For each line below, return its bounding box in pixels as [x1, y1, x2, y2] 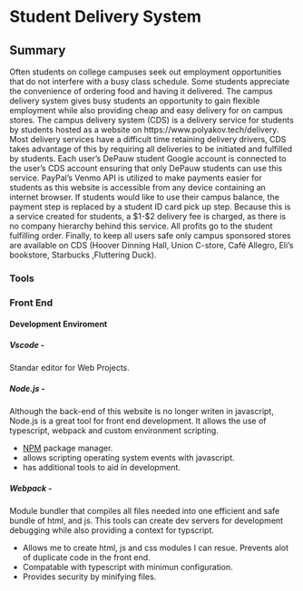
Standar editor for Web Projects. [9, 363, 130, 373]
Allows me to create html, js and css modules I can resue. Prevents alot [22, 542, 288, 554]
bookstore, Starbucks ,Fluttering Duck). [9, 249, 157, 260]
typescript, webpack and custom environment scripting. [9, 425, 220, 436]
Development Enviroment [9, 319, 108, 330]
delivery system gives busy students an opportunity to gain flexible [9, 95, 260, 106]
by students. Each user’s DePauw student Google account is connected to [9, 153, 287, 164]
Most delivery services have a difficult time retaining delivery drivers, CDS [9, 134, 287, 144]
